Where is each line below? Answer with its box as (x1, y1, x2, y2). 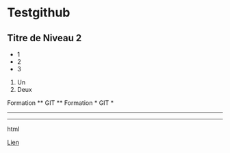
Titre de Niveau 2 (7, 32, 82, 44)
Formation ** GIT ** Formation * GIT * (7, 99, 114, 107)
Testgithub (7, 5, 71, 21)
